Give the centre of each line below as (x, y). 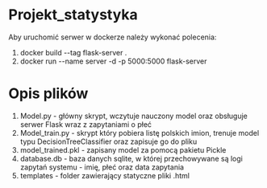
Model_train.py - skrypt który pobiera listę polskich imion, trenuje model (140, 133)
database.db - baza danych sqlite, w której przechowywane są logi (131, 158)
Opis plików (48, 94)
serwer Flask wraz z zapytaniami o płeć (86, 124)
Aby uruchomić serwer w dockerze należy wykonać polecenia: (113, 37)
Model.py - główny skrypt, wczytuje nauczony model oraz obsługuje (133, 116)
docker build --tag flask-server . (73, 52)
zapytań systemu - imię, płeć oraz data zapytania (102, 167)
